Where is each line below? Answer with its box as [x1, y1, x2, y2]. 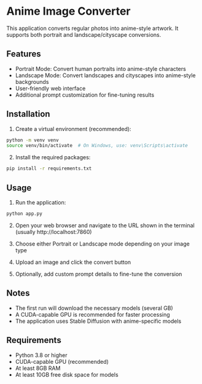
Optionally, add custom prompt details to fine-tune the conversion [15, 270, 182, 277]
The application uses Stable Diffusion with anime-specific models [15, 317, 182, 325]
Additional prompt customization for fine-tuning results [15, 91, 155, 99]
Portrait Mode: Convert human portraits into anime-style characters [15, 65, 186, 72]
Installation [6, 109, 50, 119]
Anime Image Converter [6, 4, 131, 18]
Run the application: [15, 199, 66, 206]
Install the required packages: [15, 154, 91, 161]
